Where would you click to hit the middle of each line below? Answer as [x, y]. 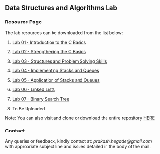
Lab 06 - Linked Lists [34, 89]
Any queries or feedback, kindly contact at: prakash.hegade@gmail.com [79, 141]
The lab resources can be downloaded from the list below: [64, 33]
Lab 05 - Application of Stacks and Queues [56, 80]
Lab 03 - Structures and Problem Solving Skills [59, 61]
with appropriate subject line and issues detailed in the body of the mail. [78, 146]
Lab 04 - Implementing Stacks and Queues [56, 70]
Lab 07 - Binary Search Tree [41, 99]
